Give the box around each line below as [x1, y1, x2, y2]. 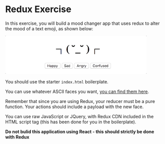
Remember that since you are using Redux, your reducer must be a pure [5, 98, 155, 104]
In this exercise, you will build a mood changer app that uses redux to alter [5, 20, 160, 26]
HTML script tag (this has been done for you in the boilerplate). [5, 119, 136, 125]
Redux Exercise [5, 4, 72, 15]
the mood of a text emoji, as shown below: [5, 25, 93, 31]
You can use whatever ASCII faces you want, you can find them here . [5, 88, 149, 94]
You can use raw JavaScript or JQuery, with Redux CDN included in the [5, 113, 154, 119]
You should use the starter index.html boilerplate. [5, 78, 108, 84]
